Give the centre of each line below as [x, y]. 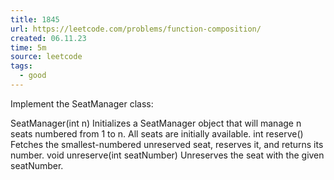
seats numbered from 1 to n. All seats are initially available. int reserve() [157, 133]
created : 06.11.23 [48, 38]
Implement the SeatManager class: [82, 103]
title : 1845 [35, 19]
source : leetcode [46, 57]
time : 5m [28, 47]
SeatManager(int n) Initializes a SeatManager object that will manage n [156, 123]
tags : [21, 66]
